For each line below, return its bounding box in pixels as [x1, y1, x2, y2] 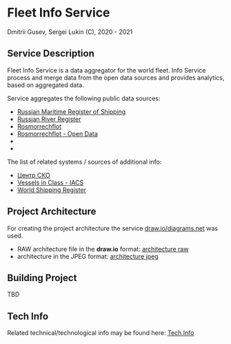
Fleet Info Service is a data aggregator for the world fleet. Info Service [7, 66, 206, 74]
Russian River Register [17, 115, 81, 123]
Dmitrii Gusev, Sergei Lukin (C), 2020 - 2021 [7, 28, 133, 36]
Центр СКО [17, 171, 50, 179]
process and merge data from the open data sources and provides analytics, [7, 73, 225, 82]
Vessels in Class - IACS [17, 178, 84, 187]
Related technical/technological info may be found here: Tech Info [7, 329, 194, 337]
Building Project [7, 271, 77, 284]
